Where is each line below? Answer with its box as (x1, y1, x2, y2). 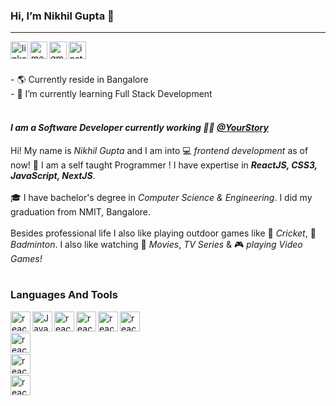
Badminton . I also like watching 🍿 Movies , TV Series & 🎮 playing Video (10, 238, 303, 250)
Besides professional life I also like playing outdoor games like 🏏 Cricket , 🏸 (10, 227, 317, 239)
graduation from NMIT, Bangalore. (10, 205, 152, 218)
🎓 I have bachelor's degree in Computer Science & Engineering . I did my (10, 191, 313, 203)
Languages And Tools (10, 288, 118, 302)
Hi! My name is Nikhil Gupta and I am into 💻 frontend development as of (10, 144, 309, 156)
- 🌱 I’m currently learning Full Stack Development (10, 88, 213, 100)
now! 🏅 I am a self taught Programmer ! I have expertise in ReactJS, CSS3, (10, 159, 318, 171)
